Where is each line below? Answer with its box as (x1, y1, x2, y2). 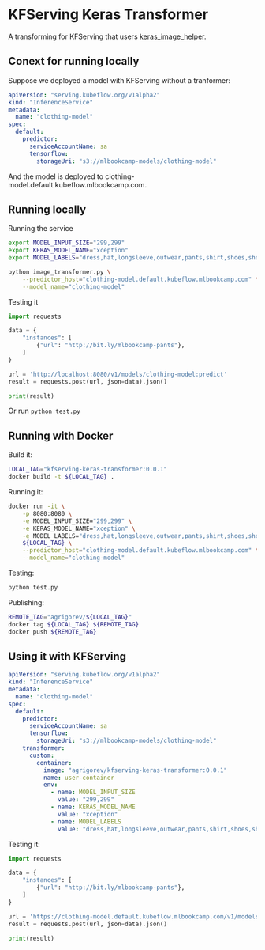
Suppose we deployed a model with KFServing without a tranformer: (8, 75, 231, 85)
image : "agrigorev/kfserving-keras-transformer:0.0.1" (43, 766, 227, 774)
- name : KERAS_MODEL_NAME (50, 803, 136, 812)
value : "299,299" (58, 796, 114, 804)
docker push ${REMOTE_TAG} (8, 627, 97, 636)
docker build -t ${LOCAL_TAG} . (8, 473, 114, 481)
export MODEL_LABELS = (8, 254, 80, 262)
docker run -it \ (8, 502, 65, 510)
